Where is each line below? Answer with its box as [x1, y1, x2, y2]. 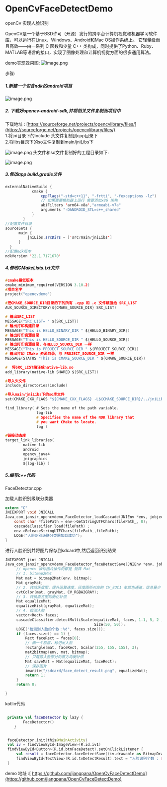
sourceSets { [5, 226, 32, 231]
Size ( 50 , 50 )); [94, 622, 126, 627]
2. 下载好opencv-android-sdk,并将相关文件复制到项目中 [5, 107, 121, 113]
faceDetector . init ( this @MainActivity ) [7, 737, 88, 743]
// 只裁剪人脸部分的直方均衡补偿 [25, 654, 84, 659]
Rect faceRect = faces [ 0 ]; [25, 636, 81, 641]
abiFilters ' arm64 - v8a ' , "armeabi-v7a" [40, 202, 121, 208]
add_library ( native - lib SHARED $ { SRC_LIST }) [5, 369, 99, 375]
